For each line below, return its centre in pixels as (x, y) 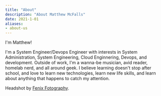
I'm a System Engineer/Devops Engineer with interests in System (71, 52)
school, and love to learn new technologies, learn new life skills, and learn (81, 73)
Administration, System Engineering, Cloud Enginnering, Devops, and (76, 57)
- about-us (16, 28)
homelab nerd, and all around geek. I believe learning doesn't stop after (78, 68)
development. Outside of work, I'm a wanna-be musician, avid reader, (77, 63)
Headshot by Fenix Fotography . (37, 88)
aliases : (14, 24)
